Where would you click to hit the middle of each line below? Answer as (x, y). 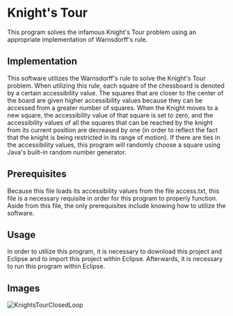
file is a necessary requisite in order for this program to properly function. (112, 198)
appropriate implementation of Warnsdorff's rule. (78, 39)
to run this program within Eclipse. (56, 267)
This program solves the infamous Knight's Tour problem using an (102, 32)
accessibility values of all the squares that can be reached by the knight (110, 123)
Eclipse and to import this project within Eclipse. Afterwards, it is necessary (115, 259)
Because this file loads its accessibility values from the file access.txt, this (113, 191)
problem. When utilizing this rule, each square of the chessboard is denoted (116, 86)
